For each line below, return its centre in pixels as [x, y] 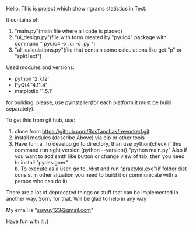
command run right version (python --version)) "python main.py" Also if [101, 150]
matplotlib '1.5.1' [34, 91]
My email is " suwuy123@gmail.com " [50, 210]
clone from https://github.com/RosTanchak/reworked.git [82, 131]
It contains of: [23, 20]
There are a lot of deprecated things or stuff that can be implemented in [92, 192]
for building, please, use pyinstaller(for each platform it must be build [89, 102]
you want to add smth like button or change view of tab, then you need [99, 156]
